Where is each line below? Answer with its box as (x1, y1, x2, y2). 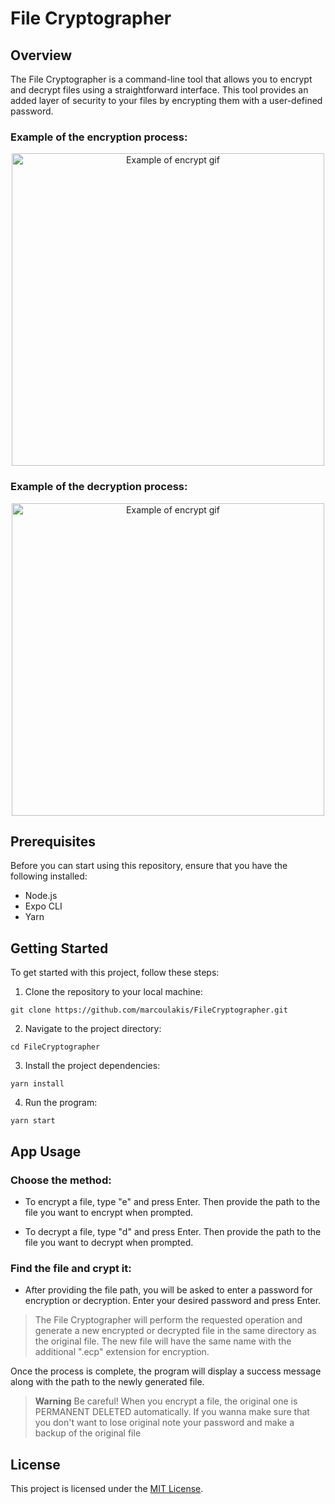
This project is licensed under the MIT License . (10, 1483, 204, 1495)
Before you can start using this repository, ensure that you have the (10, 860, 288, 872)
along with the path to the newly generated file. (10, 1376, 205, 1388)
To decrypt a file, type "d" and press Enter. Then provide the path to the (24, 1225, 322, 1237)
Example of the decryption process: (10, 480, 188, 494)
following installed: (10, 870, 88, 882)
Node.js (24, 890, 58, 902)
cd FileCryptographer (10, 1042, 101, 1052)
